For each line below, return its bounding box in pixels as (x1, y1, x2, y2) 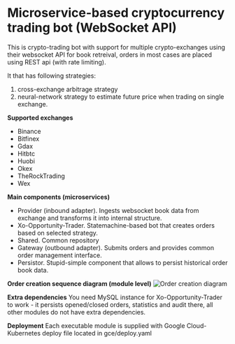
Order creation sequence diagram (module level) (7, 279, 152, 288)
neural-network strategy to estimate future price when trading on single (17, 92, 225, 101)
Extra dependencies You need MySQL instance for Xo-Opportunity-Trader (7, 293, 222, 301)
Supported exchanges (7, 113, 73, 122)
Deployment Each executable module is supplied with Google (7, 321, 185, 330)
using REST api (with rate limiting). (7, 57, 106, 66)
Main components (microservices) (7, 193, 111, 201)
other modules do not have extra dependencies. (7, 308, 145, 316)
